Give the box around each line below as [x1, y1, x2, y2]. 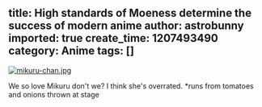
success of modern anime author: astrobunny [8, 19, 244, 33]
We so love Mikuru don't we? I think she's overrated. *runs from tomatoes [8, 80, 254, 91]
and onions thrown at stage [8, 89, 99, 99]
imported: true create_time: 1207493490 [8, 31, 218, 45]
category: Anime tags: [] [8, 44, 135, 58]
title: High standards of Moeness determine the [8, 6, 252, 20]
